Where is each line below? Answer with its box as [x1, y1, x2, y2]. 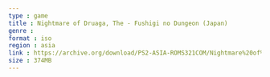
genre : [8, 26, 35, 34]
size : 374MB [8, 57, 52, 65]
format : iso [8, 34, 52, 43]
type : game [8, 11, 48, 20]
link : [8, 49, 31, 57]
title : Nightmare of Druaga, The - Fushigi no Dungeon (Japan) [8, 19, 228, 27]
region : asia [8, 42, 56, 50]
